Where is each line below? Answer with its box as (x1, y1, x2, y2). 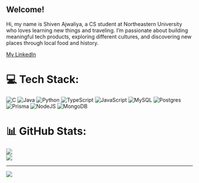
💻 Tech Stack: (6, 73, 79, 86)
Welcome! (6, 5, 44, 15)
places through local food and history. (6, 39, 99, 46)
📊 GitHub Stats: (6, 124, 87, 138)
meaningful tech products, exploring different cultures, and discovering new (6, 33, 192, 40)
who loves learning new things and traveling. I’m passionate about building (6, 27, 188, 34)
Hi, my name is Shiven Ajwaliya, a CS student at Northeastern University (6, 20, 182, 27)
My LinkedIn (6, 50, 37, 58)
